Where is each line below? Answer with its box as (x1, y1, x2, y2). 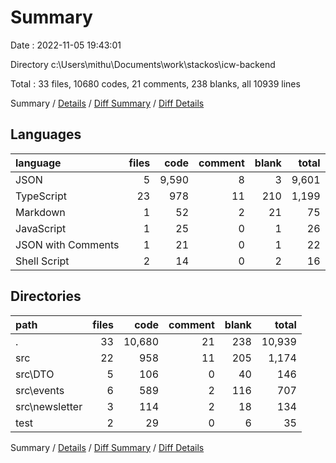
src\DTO (15, 367, 55, 381)
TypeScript (15, 189, 67, 203)
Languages (10, 126, 82, 143)
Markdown (15, 205, 66, 219)
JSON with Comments (15, 237, 120, 251)
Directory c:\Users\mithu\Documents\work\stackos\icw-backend (10, 58, 276, 70)
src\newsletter (15, 399, 83, 413)
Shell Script (15, 254, 70, 268)
